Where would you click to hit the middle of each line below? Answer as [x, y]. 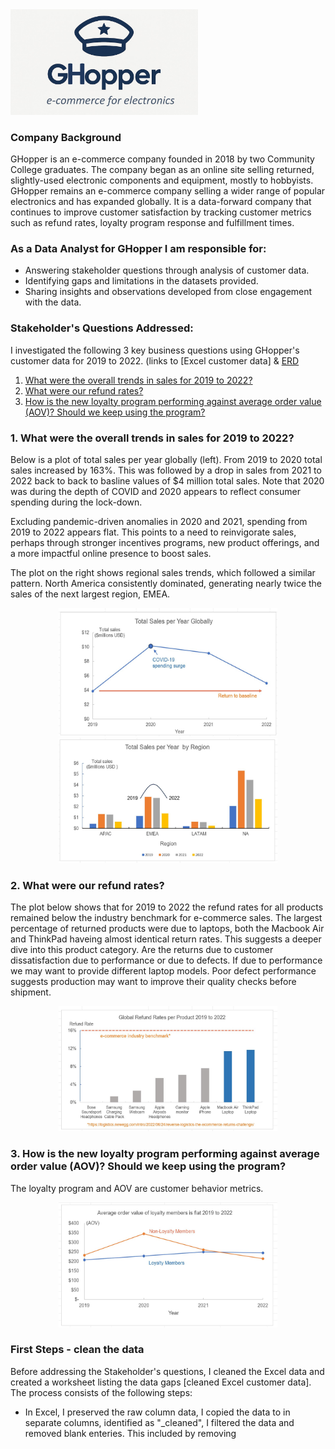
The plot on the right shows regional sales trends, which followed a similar [163, 572]
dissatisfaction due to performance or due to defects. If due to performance [166, 960]
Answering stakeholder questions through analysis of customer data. [167, 270]
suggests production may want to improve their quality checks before [153, 982]
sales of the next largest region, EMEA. [90, 594]
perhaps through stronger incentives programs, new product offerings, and [165, 542]
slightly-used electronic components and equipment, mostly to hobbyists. [162, 180]
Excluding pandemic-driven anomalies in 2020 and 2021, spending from [159, 521]
